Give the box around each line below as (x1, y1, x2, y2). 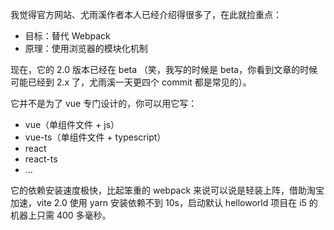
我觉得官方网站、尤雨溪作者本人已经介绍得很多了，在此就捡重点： (10, 9, 282, 20)
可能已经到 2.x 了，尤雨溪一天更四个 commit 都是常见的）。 (10, 76, 252, 88)
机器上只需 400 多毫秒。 (10, 209, 112, 221)
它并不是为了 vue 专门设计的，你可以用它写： (10, 98, 198, 109)
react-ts (24, 153, 58, 165)
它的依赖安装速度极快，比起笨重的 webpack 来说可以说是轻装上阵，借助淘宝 (10, 184, 325, 196)
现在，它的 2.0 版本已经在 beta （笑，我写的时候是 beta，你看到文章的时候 (10, 64, 318, 75)
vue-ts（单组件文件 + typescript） (24, 131, 167, 143)
